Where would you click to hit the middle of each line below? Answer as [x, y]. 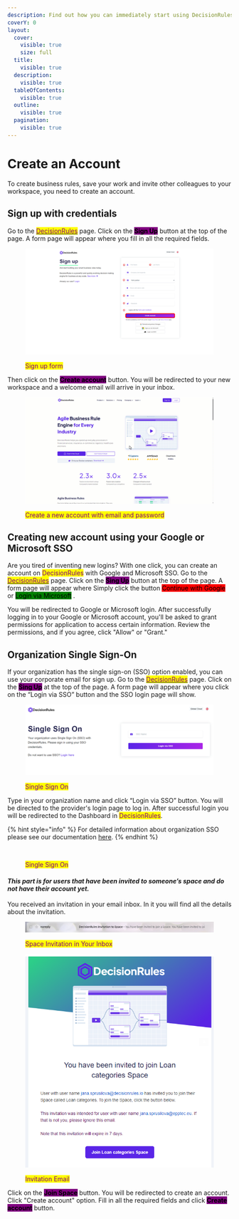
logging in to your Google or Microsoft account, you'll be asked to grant [112, 617]
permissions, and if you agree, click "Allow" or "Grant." [87, 632]
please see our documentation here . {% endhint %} [83, 837]
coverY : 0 [22, 22]
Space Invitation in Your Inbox [69, 944]
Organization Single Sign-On [72, 654]
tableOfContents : [39, 90]
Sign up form [44, 366]
